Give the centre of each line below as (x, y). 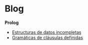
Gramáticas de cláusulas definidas (47, 37)
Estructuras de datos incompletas (46, 32)
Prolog (12, 22)
